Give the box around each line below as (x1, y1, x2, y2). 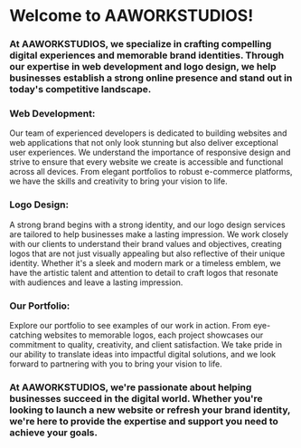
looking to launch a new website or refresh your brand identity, (9, 404, 291, 416)
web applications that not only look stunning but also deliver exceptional (9, 138, 278, 148)
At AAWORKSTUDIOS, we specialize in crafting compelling (9, 38, 272, 51)
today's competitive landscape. (9, 83, 152, 96)
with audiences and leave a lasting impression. (9, 277, 183, 288)
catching (9, 329, 42, 340)
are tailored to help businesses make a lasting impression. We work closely (9, 228, 289, 240)
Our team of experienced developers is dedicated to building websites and (9, 128, 287, 138)
